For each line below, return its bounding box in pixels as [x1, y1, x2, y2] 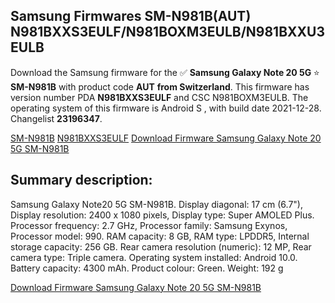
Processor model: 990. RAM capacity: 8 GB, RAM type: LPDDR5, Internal [10, 230, 310, 242]
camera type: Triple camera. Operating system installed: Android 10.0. [10, 251, 298, 263]
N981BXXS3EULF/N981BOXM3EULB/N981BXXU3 [10, 24, 325, 41]
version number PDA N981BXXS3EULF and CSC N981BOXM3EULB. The [10, 91, 309, 103]
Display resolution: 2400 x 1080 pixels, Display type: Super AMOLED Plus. [10, 209, 315, 221]
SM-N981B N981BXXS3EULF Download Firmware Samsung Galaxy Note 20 [10, 132, 322, 144]
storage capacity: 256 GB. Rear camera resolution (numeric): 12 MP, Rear [10, 240, 312, 253]
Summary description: [10, 172, 153, 189]
